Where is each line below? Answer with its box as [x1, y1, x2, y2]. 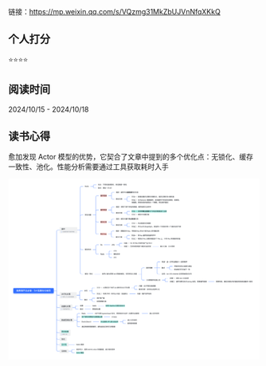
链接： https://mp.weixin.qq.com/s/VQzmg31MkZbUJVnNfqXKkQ [8, 7, 221, 16]
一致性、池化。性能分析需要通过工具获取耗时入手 [8, 162, 169, 171]
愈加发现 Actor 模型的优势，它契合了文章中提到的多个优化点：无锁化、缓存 [8, 152, 253, 162]
